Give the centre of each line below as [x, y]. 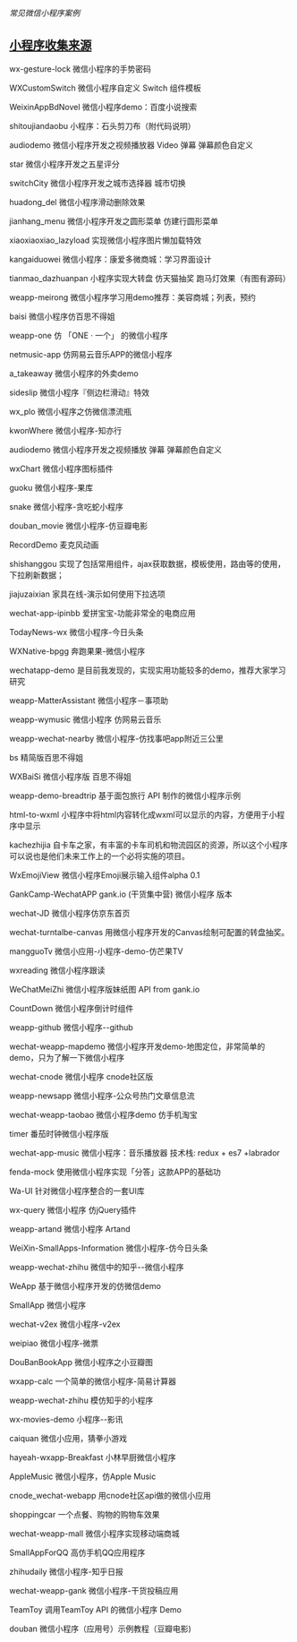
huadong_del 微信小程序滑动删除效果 [77, 202]
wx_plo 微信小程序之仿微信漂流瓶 [71, 411]
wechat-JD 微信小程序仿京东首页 [70, 913]
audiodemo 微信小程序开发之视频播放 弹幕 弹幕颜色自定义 [115, 449]
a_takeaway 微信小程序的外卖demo [74, 373]
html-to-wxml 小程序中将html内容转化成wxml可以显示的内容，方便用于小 [143, 814]
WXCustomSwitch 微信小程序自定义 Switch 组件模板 [105, 88]
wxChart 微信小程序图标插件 [61, 469]
